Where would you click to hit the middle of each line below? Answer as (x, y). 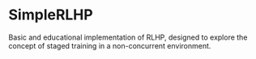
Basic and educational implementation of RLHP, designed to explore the (128, 37)
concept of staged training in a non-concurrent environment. (110, 45)
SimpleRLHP (51, 15)
